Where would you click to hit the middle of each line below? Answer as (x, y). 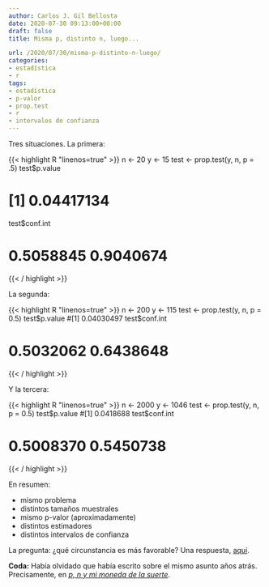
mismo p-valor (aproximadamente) (78, 517)
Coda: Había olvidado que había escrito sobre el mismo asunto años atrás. (133, 566)
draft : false (30, 31)
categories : (28, 61)
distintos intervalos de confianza (75, 534)
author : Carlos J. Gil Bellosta (63, 16)
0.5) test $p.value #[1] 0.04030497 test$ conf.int (88, 318)
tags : (17, 83)
